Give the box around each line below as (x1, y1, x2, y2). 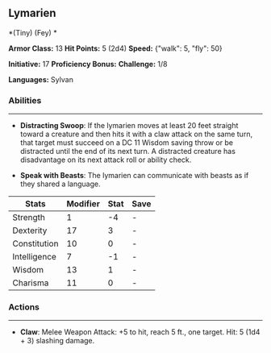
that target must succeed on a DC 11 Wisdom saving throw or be (19, 138, 234, 147)
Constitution (12, 238, 59, 249)
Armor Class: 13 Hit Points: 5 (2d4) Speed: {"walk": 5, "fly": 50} (8, 44, 223, 53)
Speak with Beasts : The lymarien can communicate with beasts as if (19, 171, 249, 181)
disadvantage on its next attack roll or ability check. (19, 155, 192, 164)
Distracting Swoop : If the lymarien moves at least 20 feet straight (19, 121, 239, 131)
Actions (8, 301, 40, 313)
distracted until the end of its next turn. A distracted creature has (19, 147, 236, 156)
